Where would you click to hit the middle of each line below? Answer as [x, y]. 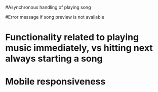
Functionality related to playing [72, 37]
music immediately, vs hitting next [79, 48]
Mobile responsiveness [55, 82]
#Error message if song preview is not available [55, 17]
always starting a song [54, 59]
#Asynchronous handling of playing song [48, 7]
